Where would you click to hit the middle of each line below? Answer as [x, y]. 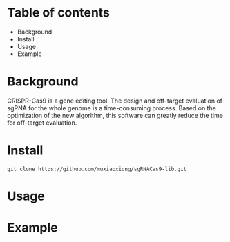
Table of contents [59, 13]
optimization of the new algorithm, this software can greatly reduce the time [115, 115]
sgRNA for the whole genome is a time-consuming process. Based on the [112, 108]
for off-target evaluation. [42, 123]
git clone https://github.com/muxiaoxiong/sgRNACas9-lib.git [97, 169]
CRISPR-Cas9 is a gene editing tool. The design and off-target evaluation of [115, 101]
